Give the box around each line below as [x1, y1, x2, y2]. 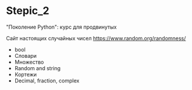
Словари [14, 52, 37, 59]
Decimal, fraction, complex [14, 77, 80, 84]
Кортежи [14, 71, 37, 78]
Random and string [14, 64, 61, 71]
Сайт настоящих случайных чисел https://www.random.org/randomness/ [6, 34, 186, 41]
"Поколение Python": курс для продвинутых [6, 23, 117, 30]
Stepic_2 [6, 4, 50, 18]
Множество [14, 58, 44, 65]
